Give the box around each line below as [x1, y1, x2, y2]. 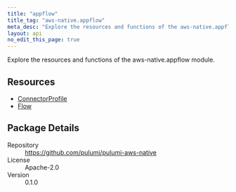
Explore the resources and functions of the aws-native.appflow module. [7, 55, 216, 64]
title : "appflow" [7, 10, 58, 18]
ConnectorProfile [17, 94, 67, 102]
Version [7, 170, 29, 179]
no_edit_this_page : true [7, 36, 80, 43]
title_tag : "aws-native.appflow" [7, 17, 105, 24]
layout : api [7, 29, 42, 37]
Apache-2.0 [25, 163, 60, 172]
